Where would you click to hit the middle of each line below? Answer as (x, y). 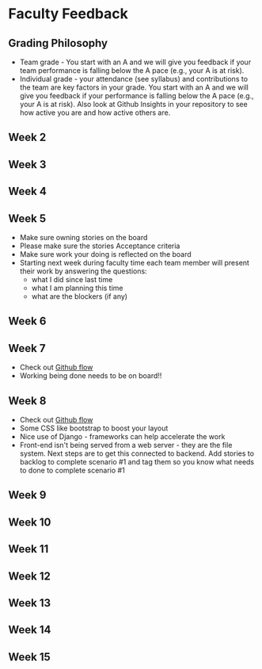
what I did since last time (72, 279)
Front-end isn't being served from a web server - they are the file (126, 445)
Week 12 (30, 576)
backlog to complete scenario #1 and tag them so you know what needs (137, 462)
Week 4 (28, 191)
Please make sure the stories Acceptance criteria (100, 246)
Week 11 (28, 549)
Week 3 (27, 164)
